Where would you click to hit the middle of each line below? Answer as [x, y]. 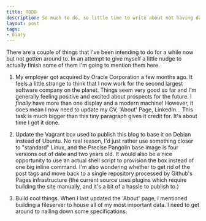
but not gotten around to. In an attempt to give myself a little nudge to [94, 59]
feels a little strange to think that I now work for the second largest [99, 84]
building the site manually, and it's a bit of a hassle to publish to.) [97, 187]
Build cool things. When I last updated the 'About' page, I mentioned [101, 198]
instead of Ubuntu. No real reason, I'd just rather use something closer [104, 141]
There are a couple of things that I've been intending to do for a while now [100, 52]
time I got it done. [37, 122]
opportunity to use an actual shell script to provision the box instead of [105, 160]
